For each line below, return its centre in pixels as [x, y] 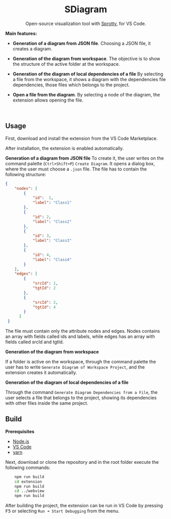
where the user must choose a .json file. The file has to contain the [76, 169]
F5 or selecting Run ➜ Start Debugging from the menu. [63, 511]
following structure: [26, 174]
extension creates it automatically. [41, 373]
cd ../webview [29, 491]
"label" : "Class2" [52, 221]
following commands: [28, 467]
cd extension [28, 481]
